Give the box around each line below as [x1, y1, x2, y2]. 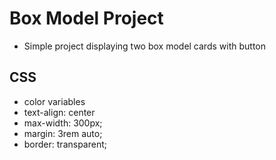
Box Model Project [9, 7, 164, 30]
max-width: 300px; [23, 117, 103, 129]
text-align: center [23, 106, 96, 118]
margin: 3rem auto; [23, 127, 103, 139]
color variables [23, 95, 86, 107]
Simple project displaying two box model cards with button [23, 40, 266, 52]
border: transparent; [23, 138, 107, 150]
